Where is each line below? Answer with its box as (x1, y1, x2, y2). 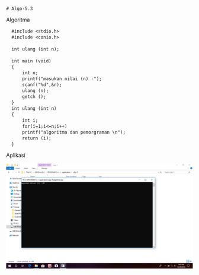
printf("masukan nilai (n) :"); (21, 76, 102, 82)
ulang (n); (21, 88, 49, 94)
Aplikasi (6, 151, 25, 159)
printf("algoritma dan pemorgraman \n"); (21, 129, 126, 135)
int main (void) (11, 58, 52, 64)
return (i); (21, 135, 52, 141)
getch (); (21, 94, 46, 100)
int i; (21, 118, 38, 124)
